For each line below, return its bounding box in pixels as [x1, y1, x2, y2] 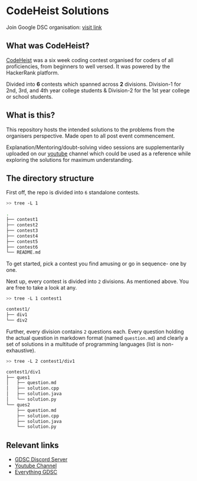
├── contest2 [6, 222, 38, 228]
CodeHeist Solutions [6, 4, 109, 18]
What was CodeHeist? [6, 41, 90, 51]
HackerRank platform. [6, 69, 59, 76]
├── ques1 [6, 374, 31, 381]
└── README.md [6, 249, 41, 255]
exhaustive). [6, 347, 37, 354]
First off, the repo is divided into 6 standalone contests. [6, 189, 140, 196]
